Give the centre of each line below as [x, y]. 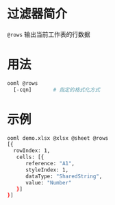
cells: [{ [30, 157]
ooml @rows [23, 83]
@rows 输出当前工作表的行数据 [49, 34]
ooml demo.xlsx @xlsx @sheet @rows [58, 138]
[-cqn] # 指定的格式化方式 [57, 90]
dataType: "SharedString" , [64, 176]
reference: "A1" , [50, 164]
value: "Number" [48, 182]
